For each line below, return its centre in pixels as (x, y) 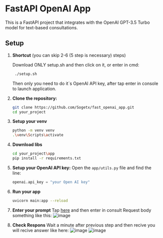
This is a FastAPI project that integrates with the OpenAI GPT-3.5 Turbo (78, 22)
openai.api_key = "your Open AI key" (51, 182)
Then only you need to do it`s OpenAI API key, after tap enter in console (85, 83)
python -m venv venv (33, 130)
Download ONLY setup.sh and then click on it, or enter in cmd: (76, 64)
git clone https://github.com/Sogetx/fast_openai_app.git (73, 107)
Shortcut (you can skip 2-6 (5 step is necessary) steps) (69, 55)
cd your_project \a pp (33, 154)
